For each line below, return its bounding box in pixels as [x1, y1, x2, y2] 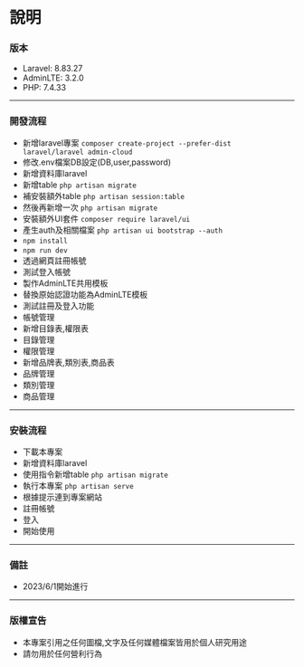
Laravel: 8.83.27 [22, 63, 83, 74]
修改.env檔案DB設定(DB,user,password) [22, 157, 172, 167]
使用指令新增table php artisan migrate [22, 469, 169, 480]
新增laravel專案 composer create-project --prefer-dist [22, 137, 232, 148]
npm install [22, 236, 68, 245]
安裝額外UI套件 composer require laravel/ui [22, 213, 191, 224]
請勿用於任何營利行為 [22, 648, 102, 659]
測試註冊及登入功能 [22, 300, 95, 311]
